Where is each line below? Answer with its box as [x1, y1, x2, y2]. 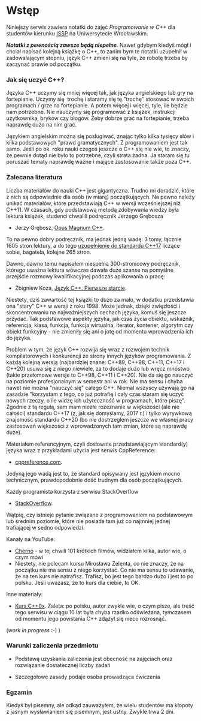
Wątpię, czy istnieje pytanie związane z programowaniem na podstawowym [6, 511, 193, 518]
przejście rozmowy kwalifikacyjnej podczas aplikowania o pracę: [6, 272, 166, 280]
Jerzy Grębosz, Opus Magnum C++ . [14, 224, 105, 231]
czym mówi [14, 553, 44, 561]
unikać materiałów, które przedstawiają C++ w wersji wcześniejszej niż [6, 199, 181, 207]
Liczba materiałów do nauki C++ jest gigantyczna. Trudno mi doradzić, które [6, 187, 194, 194]
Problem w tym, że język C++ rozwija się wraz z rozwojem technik [6, 346, 170, 353]
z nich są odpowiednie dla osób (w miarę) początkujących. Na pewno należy [6, 193, 195, 200]
